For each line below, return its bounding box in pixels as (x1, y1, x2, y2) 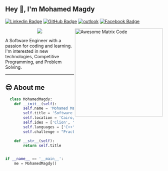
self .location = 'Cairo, (23, 115, 75, 120)
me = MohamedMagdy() (14, 161, 57, 166)
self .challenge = (23, 129, 59, 134)
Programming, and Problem (5, 59, 62, 65)
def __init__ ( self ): (14, 101, 57, 106)
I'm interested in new (5, 48, 48, 54)
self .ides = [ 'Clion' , (23, 120, 70, 125)
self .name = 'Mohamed (23, 106, 68, 111)
